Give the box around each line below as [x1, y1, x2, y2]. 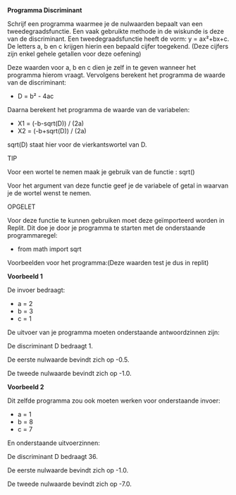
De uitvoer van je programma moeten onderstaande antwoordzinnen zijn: [7, 328, 220, 336]
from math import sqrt [17, 245, 82, 253]
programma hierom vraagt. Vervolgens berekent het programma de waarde [7, 71, 225, 79]
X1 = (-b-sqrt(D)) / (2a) [17, 119, 85, 128]
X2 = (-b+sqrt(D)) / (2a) [17, 127, 87, 135]
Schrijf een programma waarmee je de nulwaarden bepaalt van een [7, 20, 203, 28]
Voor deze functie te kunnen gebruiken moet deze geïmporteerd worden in [7, 216, 225, 224]
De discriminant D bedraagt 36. [7, 453, 99, 460]
